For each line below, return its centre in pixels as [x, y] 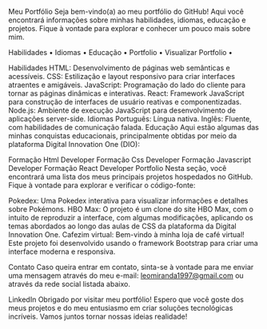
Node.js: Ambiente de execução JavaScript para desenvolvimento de [122, 110]
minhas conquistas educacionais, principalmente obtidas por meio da [123, 136]
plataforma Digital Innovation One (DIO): [74, 144]
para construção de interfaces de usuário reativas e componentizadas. [125, 102]
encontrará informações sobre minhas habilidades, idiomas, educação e [127, 20]
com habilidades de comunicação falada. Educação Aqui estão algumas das [134, 127]
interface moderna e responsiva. [62, 252]
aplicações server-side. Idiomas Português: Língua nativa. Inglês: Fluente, [130, 119]
